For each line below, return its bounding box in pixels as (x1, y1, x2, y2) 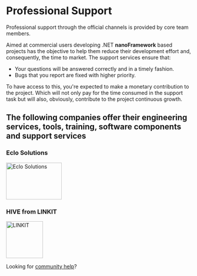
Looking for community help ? (6, 262, 78, 270)
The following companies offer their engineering (6, 113, 188, 123)
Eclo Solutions (6, 149, 48, 157)
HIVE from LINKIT (6, 208, 58, 216)
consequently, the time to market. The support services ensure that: (6, 54, 171, 61)
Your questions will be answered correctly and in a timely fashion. (14, 65, 175, 72)
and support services (6, 131, 86, 141)
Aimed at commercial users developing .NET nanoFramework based (6, 41, 172, 48)
